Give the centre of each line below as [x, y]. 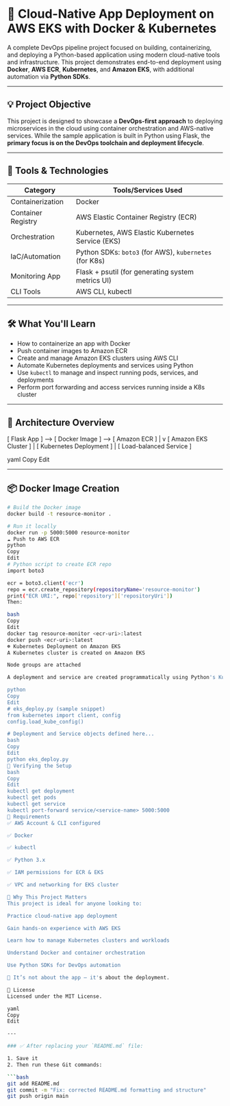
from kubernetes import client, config [64, 715]
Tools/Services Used [148, 190]
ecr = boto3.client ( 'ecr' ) [46, 583]
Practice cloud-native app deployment [62, 916]
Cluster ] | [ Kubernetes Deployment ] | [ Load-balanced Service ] [99, 446]
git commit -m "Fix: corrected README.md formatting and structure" [107, 1090]
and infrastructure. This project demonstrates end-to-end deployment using [114, 62]
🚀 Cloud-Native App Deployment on [111, 14]
